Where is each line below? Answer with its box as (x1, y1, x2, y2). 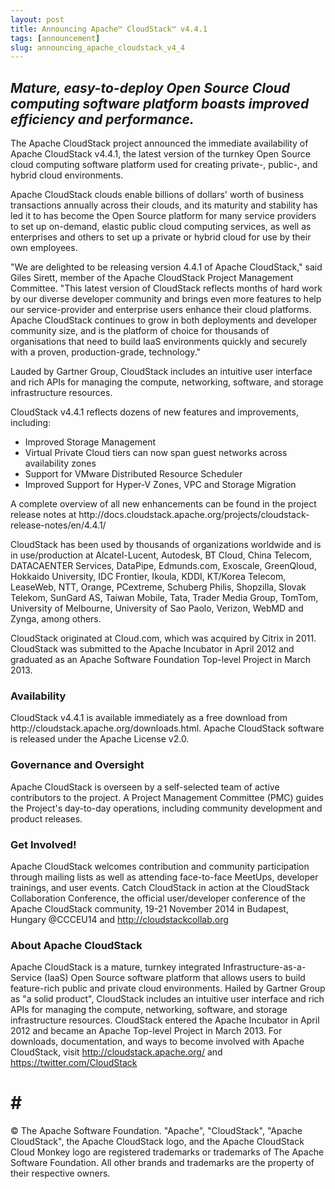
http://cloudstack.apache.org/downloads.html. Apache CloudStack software (10, 722, 325, 735)
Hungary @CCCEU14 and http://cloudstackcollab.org (10, 913, 229, 925)
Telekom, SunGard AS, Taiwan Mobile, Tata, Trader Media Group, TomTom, (10, 592, 319, 604)
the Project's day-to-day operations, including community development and (10, 802, 323, 814)
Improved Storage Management (24, 436, 157, 448)
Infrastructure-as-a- (223, 961, 307, 973)
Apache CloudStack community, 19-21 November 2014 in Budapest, (10, 902, 289, 915)
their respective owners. (10, 1167, 111, 1180)
